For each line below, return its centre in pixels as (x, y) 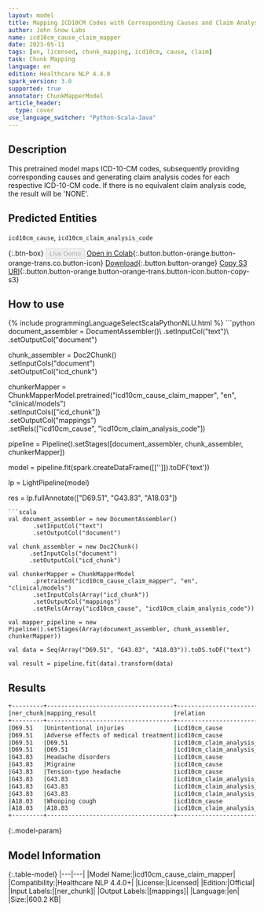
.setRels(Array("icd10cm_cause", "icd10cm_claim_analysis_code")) (144, 609)
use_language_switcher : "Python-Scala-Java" (82, 118)
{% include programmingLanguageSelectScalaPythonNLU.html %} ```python (132, 323)
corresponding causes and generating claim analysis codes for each (119, 177)
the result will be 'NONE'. (48, 193)
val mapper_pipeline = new (52, 623)
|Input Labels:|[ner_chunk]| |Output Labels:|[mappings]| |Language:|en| (124, 891)
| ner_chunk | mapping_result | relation (107, 713)
